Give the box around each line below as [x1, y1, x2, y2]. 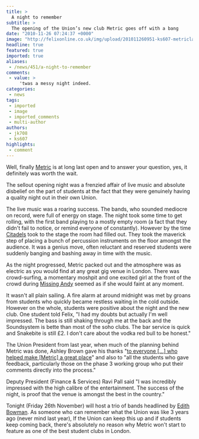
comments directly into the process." [6, 366, 96, 374]
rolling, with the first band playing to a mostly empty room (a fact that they [6, 218, 188, 225]
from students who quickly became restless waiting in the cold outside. [6, 298, 180, 305]
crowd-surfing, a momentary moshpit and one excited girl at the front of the [6, 274, 191, 281]
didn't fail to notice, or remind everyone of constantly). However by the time [6, 224, 191, 231]
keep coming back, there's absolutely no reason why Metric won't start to [6, 421, 187, 428]
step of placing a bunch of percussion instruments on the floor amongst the [6, 237, 191, 244]
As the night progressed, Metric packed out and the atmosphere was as [6, 261, 182, 268]
